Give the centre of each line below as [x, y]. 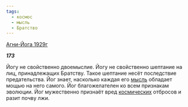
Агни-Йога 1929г [27, 44]
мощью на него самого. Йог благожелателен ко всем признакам [88, 86]
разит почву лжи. [28, 98]
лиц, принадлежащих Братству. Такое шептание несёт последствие [91, 73]
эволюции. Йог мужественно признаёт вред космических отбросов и [94, 92]
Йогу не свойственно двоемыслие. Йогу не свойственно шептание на [94, 67]
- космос [22, 17]
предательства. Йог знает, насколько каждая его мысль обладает [89, 80]
